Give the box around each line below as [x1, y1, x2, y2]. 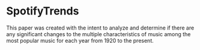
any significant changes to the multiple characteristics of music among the [6, 30, 191, 37]
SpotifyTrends [6, 4, 79, 18]
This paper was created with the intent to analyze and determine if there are [6, 24, 195, 31]
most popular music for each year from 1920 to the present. [6, 37, 154, 44]
